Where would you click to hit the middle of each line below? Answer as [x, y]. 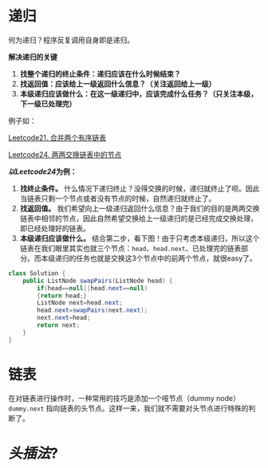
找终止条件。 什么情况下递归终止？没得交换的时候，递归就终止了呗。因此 [140, 188]
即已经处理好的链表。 [55, 228]
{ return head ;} [62, 296]
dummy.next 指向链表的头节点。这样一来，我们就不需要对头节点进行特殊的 [128, 408]
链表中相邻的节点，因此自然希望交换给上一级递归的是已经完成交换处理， [138, 218]
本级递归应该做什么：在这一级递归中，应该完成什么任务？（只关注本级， [138, 93]
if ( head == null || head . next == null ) [93, 288]
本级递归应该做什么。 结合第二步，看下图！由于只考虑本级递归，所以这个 [140, 238]
